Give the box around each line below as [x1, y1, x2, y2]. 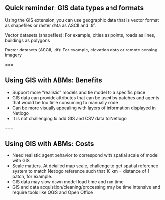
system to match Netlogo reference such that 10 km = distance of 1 [12, 168, 150, 174]
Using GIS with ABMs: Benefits [5, 76, 103, 85]
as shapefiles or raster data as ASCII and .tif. [5, 22, 96, 28]
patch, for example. [12, 173, 53, 180]
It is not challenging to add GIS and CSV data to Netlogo [12, 115, 127, 121]
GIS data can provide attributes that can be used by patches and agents [12, 94, 160, 100]
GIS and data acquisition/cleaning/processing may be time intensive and [12, 184, 160, 190]
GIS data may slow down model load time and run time [12, 179, 124, 185]
